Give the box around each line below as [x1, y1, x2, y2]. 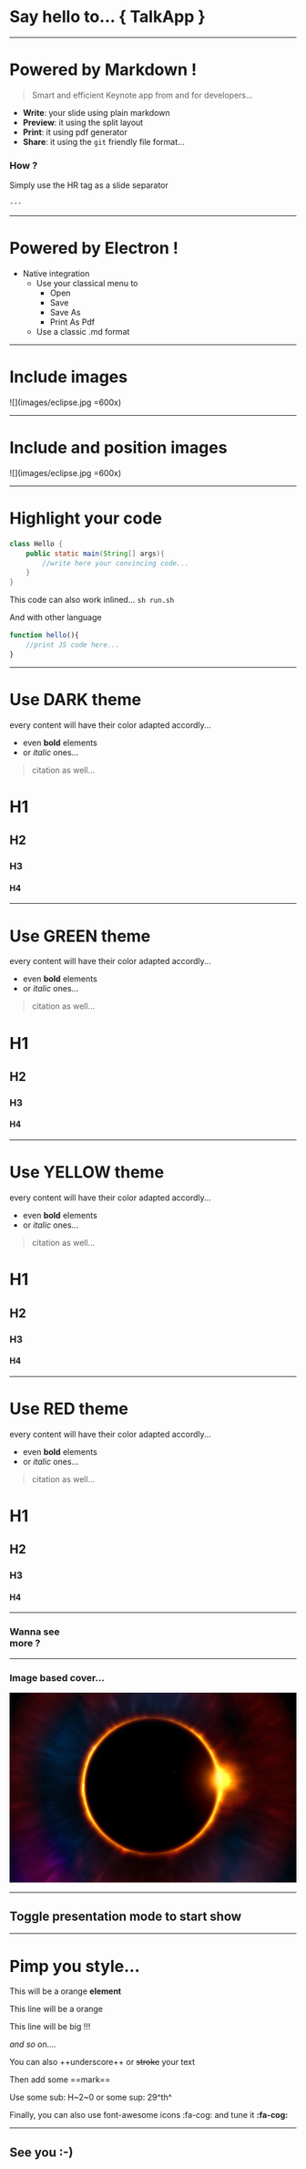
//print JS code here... [25, 640, 120, 649]
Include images [9, 367, 128, 388]
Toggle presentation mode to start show [9, 1909, 242, 1925]
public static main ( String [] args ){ [25, 549, 166, 558]
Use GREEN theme [9, 926, 151, 946]
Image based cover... [9, 1671, 105, 1684]
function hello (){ [9, 631, 79, 640]
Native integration [22, 267, 90, 279]
